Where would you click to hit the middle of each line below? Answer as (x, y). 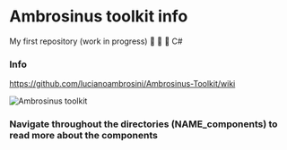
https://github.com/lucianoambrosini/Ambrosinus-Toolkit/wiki (122, 84)
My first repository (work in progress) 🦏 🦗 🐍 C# (96, 41)
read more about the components (84, 136)
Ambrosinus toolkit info (99, 17)
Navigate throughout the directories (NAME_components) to (143, 124)
